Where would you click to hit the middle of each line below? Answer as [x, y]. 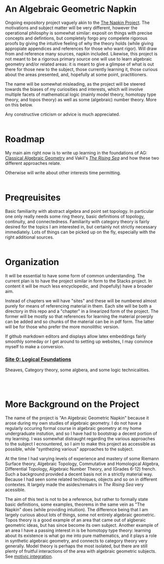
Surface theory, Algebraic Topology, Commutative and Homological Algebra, [82, 464]
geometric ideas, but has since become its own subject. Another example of [82, 525]
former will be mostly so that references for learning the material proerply [79, 316]
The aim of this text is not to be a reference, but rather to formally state [77, 499]
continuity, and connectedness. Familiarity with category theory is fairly [77, 222]
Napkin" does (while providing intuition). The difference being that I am [77, 509]
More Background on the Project [72, 404]
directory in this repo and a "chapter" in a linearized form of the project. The [82, 311]
